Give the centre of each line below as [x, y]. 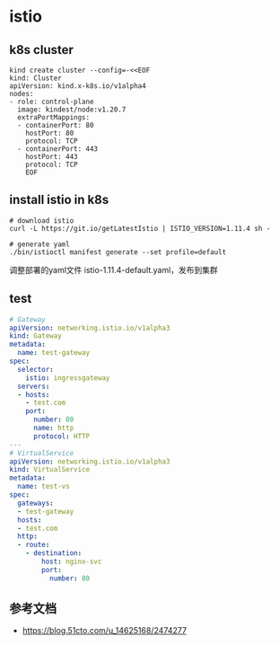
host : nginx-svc [72, 561]
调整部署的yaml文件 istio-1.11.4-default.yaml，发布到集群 [113, 269]
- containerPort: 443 [58, 149]
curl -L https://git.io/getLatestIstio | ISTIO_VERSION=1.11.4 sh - [140, 228]
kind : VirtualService [50, 470]
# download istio [42, 221]
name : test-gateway [54, 353]
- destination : [54, 553]
